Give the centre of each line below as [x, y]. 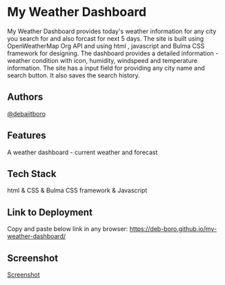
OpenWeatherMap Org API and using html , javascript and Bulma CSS [106, 46]
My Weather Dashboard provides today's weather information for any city [112, 31]
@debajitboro [27, 113]
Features [27, 136]
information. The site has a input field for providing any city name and [106, 68]
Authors [25, 97]
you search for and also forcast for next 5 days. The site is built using [106, 38]
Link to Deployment [50, 212]
